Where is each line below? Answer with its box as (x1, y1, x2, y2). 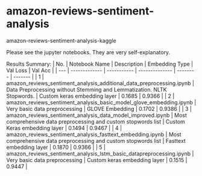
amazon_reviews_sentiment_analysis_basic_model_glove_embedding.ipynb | (6, 98, 197, 106)
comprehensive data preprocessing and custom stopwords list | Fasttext (6, 137, 186, 144)
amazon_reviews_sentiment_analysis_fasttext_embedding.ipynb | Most (6, 131, 182, 138)
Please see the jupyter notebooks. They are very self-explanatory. (6, 48, 171, 55)
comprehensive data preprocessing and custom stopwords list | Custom (6, 118, 186, 125)
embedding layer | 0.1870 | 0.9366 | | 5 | (6, 143, 106, 151)
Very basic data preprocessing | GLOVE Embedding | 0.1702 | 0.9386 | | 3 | (6, 105, 192, 112)
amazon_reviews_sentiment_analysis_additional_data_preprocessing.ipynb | (6, 80, 195, 87)
